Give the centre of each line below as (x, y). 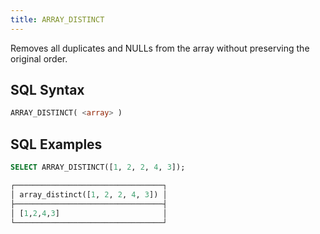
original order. (39, 58)
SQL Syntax (47, 90)
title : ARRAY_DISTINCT (57, 19)
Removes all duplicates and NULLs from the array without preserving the (160, 48)
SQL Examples (56, 144)
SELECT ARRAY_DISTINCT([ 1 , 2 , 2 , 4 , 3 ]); (98, 167)
